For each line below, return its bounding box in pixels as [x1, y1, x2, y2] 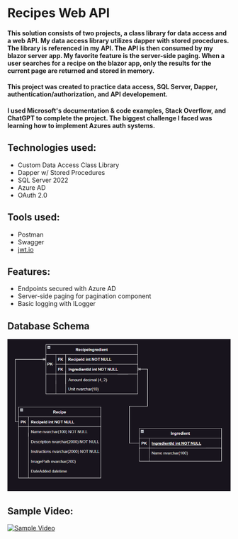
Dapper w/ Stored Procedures [17, 168, 106, 176]
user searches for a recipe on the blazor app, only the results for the [7, 59, 212, 67]
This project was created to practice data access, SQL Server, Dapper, [7, 83, 218, 91]
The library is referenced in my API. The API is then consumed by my [7, 44, 214, 52]
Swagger [17, 237, 45, 246]
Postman [17, 230, 44, 239]
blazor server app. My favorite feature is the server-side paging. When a [7, 51, 225, 59]
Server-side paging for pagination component [17, 292, 152, 300]
